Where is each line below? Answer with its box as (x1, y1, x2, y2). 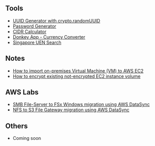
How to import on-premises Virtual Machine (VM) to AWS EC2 (12, 67, 144, 74)
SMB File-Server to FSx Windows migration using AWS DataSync (12, 102, 150, 108)
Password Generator (12, 23, 56, 29)
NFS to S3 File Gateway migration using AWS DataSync (12, 107, 129, 113)
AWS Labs (5, 88, 39, 96)
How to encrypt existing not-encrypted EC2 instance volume (12, 73, 141, 79)
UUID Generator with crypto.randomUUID (12, 17, 101, 23)
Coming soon (12, 135, 41, 141)
